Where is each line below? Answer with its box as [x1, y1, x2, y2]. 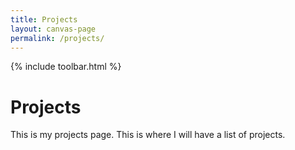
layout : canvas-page [10, 24, 97, 34]
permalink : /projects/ [10, 33, 105, 43]
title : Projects [10, 14, 78, 25]
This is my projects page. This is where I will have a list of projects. [10, 129, 286, 141]
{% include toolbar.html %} [10, 61, 122, 73]
